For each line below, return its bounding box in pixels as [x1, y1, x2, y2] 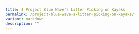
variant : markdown [5, 16, 44, 21]
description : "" [5, 21, 39, 26]
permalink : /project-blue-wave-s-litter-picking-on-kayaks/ [5, 12, 135, 17]
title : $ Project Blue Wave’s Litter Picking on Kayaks [5, 7, 125, 12]
